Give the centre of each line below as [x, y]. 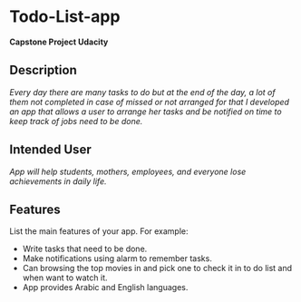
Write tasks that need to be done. [85, 249]
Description [43, 70]
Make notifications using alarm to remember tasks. [117, 258]
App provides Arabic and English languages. [105, 287]
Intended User [51, 150]
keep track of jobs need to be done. [76, 121]
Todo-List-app [65, 17]
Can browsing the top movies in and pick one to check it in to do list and [157, 268]
